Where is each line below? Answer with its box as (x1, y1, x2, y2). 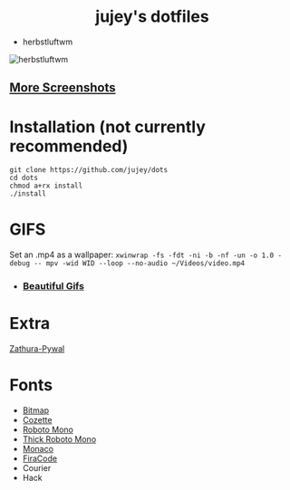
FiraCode (22, 453, 57, 464)
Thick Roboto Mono (22, 434, 97, 445)
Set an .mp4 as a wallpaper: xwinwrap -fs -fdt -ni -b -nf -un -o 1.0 (9, 249, 275, 260)
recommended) (9, 136, 129, 156)
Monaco (22, 444, 54, 454)
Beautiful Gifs (22, 280, 84, 293)
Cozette (22, 415, 53, 425)
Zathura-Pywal (9, 343, 65, 354)
